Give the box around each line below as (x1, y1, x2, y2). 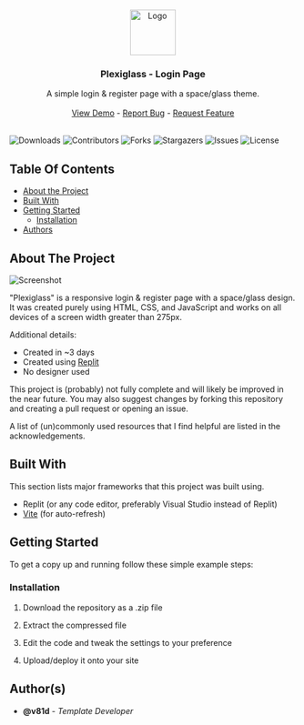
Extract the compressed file (22, 619, 127, 630)
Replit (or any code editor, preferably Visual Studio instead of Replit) (22, 498, 278, 509)
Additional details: (9, 328, 77, 340)
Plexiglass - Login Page (99, 67, 207, 80)
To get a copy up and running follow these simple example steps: (9, 559, 254, 569)
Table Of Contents (9, 161, 116, 176)
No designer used (22, 366, 90, 377)
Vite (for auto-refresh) (22, 508, 106, 519)
